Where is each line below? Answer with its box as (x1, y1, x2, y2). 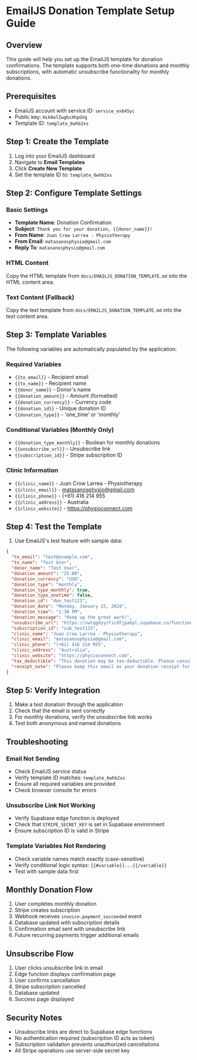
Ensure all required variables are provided (14, 780, 116, 787)
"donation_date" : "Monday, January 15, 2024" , (11, 603, 127, 610)
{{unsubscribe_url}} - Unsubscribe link (14, 446, 111, 453)
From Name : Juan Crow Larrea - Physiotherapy (14, 231, 131, 239)
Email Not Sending (6, 755, 60, 763)
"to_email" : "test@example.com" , (11, 554, 93, 560)
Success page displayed (14, 996, 74, 1003)
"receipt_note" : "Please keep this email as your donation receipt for (11, 663, 191, 669)
